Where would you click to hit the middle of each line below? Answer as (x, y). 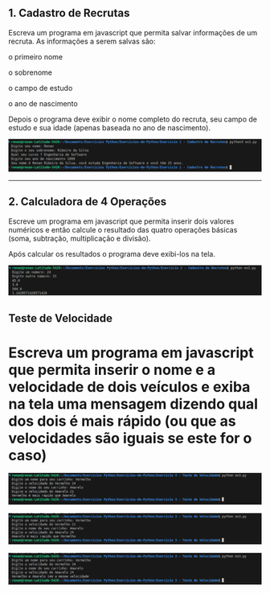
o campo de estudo (41, 88)
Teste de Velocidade (61, 318)
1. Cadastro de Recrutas (69, 13)
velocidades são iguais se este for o (130, 438)
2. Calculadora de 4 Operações (88, 202)
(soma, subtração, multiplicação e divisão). (80, 238)
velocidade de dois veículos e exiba (129, 387)
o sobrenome (30, 72)
